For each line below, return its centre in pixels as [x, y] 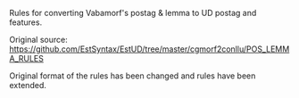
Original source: [39, 40]
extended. [28, 85]
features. [26, 22]
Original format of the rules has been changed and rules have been [133, 76]
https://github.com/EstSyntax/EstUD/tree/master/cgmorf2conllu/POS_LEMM [149, 49]
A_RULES [27, 58]
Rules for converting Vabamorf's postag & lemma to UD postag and [133, 13]
